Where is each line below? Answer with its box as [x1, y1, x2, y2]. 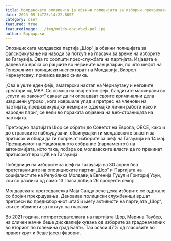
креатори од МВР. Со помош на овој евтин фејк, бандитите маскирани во [5, 88, 166, 93]
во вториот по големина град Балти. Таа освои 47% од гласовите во [5, 225, 155, 230]
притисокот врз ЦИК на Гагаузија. [5, 151, 79, 157]
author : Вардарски [5, 31, 44, 36]
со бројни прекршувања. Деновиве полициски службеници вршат [5, 193, 150, 199]
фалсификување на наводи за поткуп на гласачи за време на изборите [5, 50, 160, 57]
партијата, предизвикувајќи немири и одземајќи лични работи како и [5, 104, 157, 110]
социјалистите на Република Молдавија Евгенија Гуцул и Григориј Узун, [5, 172, 161, 178]
